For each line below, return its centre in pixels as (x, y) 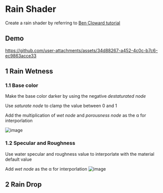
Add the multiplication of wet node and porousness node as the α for (76, 116)
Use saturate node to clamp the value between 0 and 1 (61, 106)
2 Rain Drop (24, 185)
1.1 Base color (22, 85)
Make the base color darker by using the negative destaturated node (76, 96)
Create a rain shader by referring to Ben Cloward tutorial (63, 23)
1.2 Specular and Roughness (40, 143)
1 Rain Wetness (29, 71)
